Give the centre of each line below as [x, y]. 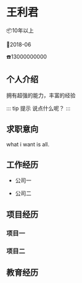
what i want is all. [28, 144]
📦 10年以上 [20, 30]
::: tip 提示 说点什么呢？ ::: [39, 108]
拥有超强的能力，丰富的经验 [41, 95]
